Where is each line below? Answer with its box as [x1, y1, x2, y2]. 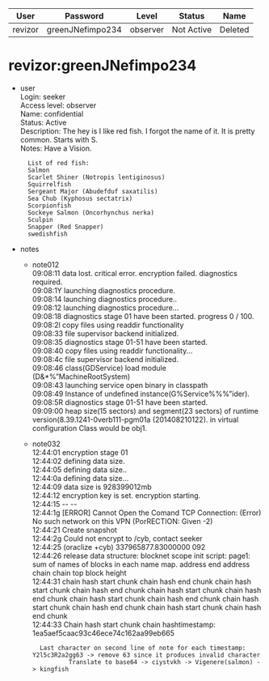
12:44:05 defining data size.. [32, 465, 128, 475]
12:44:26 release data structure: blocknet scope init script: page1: [32, 551, 250, 560]
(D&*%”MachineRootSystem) [32, 372, 131, 381]
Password [64, 11, 104, 21]
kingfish [39, 665, 69, 673]
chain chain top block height [32, 568, 127, 577]
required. [32, 277, 63, 287]
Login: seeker [19, 92, 66, 101]
